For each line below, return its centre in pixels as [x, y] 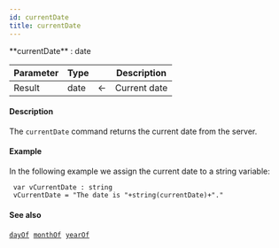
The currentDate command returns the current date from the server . [133, 131]
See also [25, 214]
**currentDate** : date [50, 50]
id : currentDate [39, 17]
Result [27, 88]
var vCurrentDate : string [63, 187]
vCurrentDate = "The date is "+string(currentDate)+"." [118, 195]
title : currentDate [45, 26]
